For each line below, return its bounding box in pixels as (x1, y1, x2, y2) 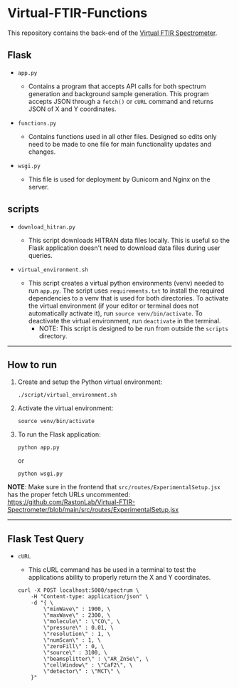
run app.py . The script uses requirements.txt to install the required (28, 286, 225, 295)
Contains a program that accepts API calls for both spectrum (28, 82, 206, 90)
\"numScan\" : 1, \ (43, 637, 101, 644)
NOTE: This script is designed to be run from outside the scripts (38, 324, 229, 333)
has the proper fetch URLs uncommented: (7, 490, 130, 499)
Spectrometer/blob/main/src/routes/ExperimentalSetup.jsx (7, 506, 179, 514)
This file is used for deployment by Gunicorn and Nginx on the (28, 174, 211, 183)
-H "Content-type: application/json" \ (31, 593, 149, 600)
